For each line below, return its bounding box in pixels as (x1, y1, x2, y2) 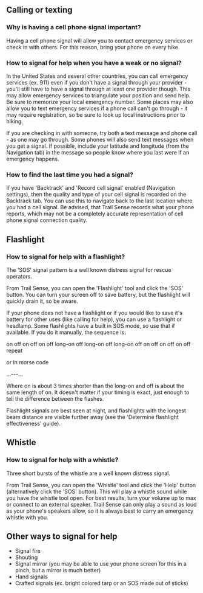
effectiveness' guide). (6, 420, 61, 427)
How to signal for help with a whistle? (6, 456, 119, 464)
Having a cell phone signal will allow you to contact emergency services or (6, 36, 193, 44)
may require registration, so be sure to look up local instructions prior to (6, 111, 185, 118)
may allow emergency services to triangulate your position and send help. (6, 91, 191, 99)
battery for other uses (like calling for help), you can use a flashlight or (6, 316, 182, 323)
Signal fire (15, 547, 41, 555)
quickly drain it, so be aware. (6, 297, 79, 305)
